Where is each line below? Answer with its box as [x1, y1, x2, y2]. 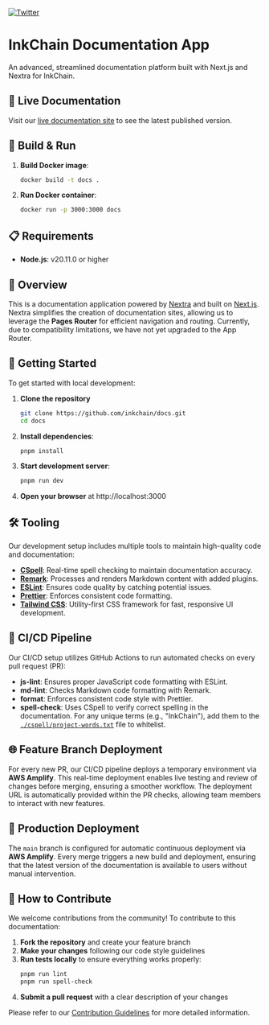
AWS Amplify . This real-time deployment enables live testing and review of [8, 772, 258, 782]
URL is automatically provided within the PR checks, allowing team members [8, 789, 261, 800]
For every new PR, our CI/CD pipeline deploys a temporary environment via [8, 764, 257, 774]
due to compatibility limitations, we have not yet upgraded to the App [8, 324, 237, 334]
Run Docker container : [19, 190, 97, 200]
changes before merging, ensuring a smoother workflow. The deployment [8, 781, 253, 791]
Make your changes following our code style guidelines [19, 946, 206, 956]
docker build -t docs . [19, 175, 100, 184]
